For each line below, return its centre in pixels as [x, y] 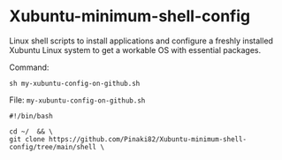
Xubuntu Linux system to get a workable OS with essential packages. [135, 50]
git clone [27, 139]
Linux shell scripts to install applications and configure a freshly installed [141, 41]
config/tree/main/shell [53, 147]
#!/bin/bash [31, 116]
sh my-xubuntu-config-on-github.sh [75, 83]
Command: [29, 67]
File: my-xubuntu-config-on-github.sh [77, 100]
